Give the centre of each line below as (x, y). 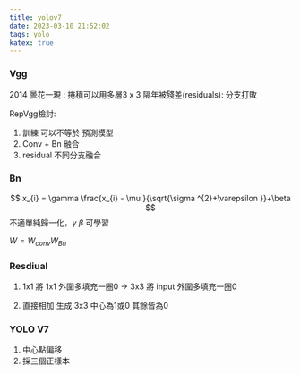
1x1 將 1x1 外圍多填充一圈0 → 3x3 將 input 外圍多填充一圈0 (129, 286)
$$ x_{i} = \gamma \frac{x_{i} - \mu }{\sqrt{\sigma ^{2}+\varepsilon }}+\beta (150, 198)
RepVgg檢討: (33, 114)
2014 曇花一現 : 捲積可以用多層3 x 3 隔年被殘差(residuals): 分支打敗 (133, 94)
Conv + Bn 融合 (51, 143)
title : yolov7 (36, 17)
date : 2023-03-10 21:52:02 (60, 26)
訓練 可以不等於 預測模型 (68, 132)
